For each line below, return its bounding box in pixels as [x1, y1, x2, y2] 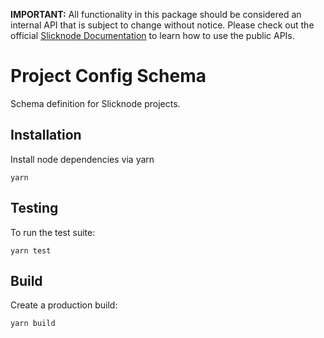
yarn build [10, 319, 56, 329]
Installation [10, 127, 82, 144]
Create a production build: [10, 299, 118, 311]
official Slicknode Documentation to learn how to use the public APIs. [10, 30, 295, 41]
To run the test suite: [10, 226, 96, 238]
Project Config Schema [10, 65, 207, 88]
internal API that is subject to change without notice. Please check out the [10, 19, 315, 31]
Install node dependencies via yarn [10, 153, 155, 165]
